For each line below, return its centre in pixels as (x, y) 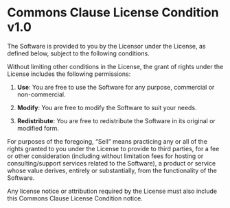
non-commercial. (41, 94)
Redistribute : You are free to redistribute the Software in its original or (116, 120)
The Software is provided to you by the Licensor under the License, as (106, 46)
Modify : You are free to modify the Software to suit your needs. (107, 107)
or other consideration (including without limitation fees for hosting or (105, 156)
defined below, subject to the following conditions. (78, 53)
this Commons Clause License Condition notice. (75, 198)
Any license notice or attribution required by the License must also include (112, 191)
